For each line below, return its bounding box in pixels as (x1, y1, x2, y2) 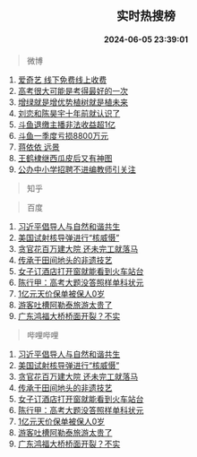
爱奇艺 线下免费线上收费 (17, 74, 107, 85)
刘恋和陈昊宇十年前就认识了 (17, 108, 121, 118)
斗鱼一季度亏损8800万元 (17, 130, 109, 141)
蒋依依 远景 (17, 142, 60, 152)
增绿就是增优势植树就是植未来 (17, 97, 128, 108)
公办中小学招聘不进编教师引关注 (17, 164, 136, 175)
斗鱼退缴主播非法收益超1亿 (17, 119, 116, 130)
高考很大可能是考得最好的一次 (17, 85, 128, 96)
